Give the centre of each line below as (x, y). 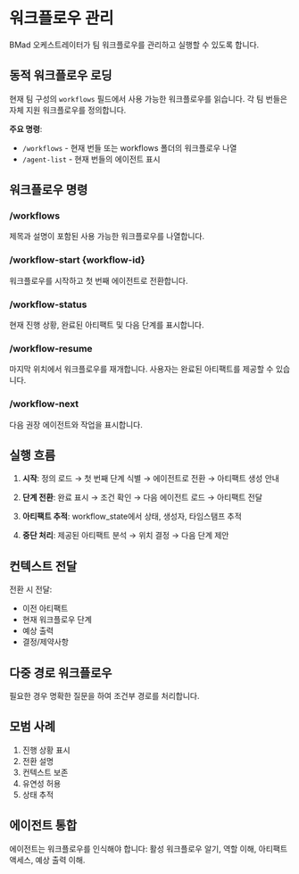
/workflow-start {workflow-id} (77, 260)
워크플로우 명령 (49, 190)
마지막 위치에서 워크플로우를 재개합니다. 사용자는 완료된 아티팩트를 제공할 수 (141, 369)
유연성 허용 (42, 783)
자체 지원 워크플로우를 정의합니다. (68, 110)
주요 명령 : (26, 129)
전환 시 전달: (31, 589)
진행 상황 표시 (46, 750)
